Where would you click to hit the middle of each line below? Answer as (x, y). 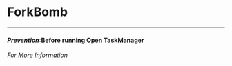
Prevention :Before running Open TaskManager (76, 40)
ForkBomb (37, 12)
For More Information (37, 55)
